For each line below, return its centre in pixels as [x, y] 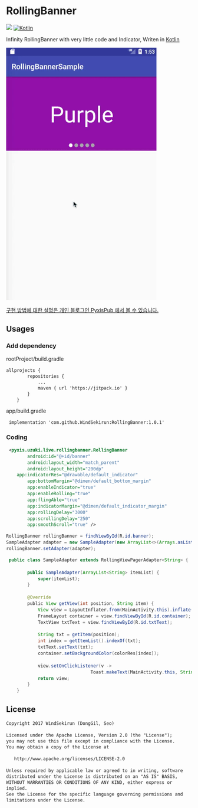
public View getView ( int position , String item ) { [91, 604]
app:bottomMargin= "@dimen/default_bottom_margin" [89, 481]
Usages [20, 329]
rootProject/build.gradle [35, 359]
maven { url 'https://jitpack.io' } [82, 388]
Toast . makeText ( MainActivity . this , [134, 672]
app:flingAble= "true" [54, 500]
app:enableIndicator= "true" [62, 488]
